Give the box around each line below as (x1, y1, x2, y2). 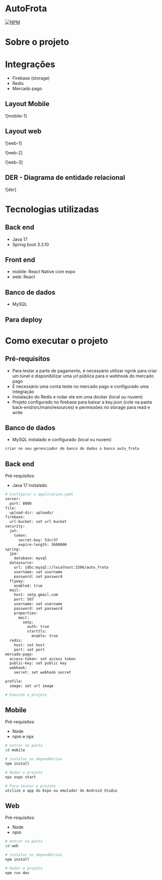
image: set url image (9, 683, 54, 688)
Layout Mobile (5, 100, 50, 108)
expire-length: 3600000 (18, 542, 67, 547)
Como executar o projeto (5, 335, 108, 346)
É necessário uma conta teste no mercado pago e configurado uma (12, 383, 149, 389)
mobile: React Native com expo (12, 269, 76, 275)
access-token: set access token (9, 656, 76, 661)
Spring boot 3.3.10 (12, 241, 49, 247)
